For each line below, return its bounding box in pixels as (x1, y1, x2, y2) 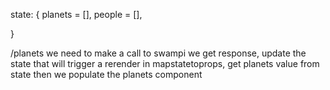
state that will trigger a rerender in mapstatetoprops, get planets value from (10, 58, 320, 69)
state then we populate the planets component (10, 69, 203, 80)
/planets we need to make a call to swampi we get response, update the (10, 47, 307, 59)
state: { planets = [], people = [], (10, 9, 143, 20)
